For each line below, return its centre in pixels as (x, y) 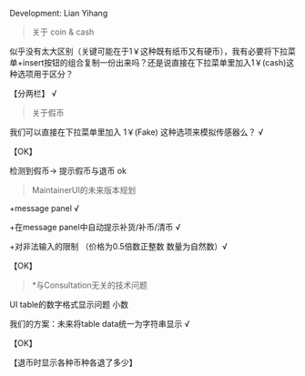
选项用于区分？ (45, 74)
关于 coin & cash (63, 32)
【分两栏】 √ (33, 93)
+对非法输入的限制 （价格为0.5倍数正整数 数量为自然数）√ (118, 246)
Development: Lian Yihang (59, 13)
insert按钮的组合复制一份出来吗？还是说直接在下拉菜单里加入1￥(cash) (154, 62)
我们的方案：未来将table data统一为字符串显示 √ (100, 324)
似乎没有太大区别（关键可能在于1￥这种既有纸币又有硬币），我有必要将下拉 (149, 51)
